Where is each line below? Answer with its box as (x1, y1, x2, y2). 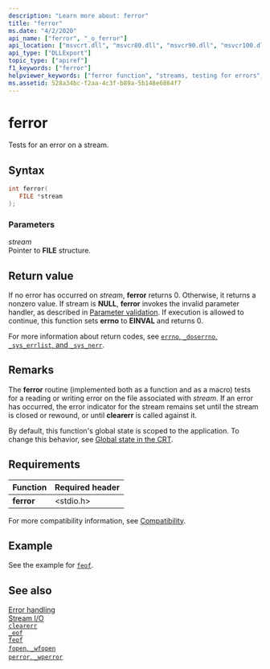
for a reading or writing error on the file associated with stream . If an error (8, 393, 253, 403)
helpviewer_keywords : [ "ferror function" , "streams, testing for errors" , (8, 72, 264, 80)
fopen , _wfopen (8, 643, 56, 653)
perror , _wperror (8, 652, 63, 662)
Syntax (8, 163, 45, 177)
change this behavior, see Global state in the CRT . (8, 434, 174, 444)
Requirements (8, 458, 80, 471)
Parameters (8, 219, 55, 230)
